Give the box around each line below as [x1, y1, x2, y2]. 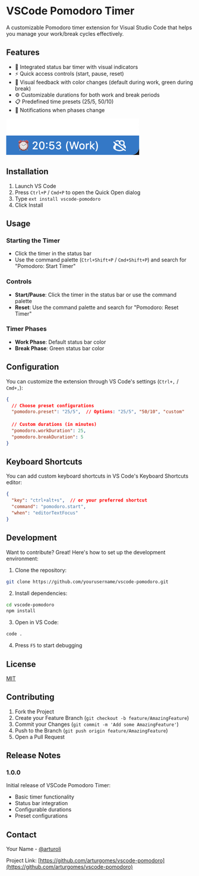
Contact [6, 830, 37, 840]
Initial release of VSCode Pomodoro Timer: [6, 782, 111, 789]
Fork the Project [14, 707, 55, 715]
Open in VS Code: [14, 619, 59, 626]
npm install [6, 608, 36, 614]
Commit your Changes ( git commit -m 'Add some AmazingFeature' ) [14, 721, 179, 728]
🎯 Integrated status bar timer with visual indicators [14, 63, 138, 70]
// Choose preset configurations [11, 403, 94, 409]
